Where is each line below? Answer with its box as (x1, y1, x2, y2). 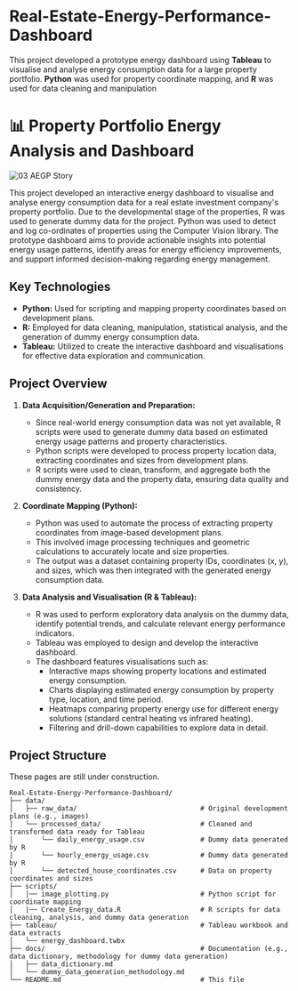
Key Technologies (9, 279, 111, 294)
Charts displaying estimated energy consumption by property (48, 684, 274, 695)
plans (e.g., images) (9, 812, 90, 821)
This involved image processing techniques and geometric (35, 536, 251, 547)
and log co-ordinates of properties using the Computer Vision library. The (9, 225, 278, 236)
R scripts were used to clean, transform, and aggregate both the (35, 464, 271, 475)
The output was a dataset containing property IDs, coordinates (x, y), (35, 555, 289, 566)
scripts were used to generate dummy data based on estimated (35, 426, 269, 437)
